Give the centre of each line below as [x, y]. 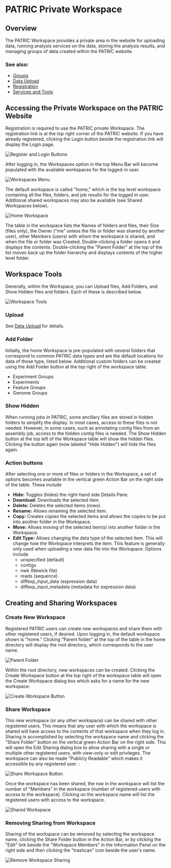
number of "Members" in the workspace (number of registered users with [83, 789]
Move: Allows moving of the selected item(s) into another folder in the [86, 527]
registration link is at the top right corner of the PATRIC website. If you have [84, 134]
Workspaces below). [27, 206]
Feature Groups [29, 387]
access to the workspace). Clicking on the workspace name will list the [80, 795]
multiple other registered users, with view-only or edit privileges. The [78, 753]
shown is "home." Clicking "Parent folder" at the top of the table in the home [86, 639]
